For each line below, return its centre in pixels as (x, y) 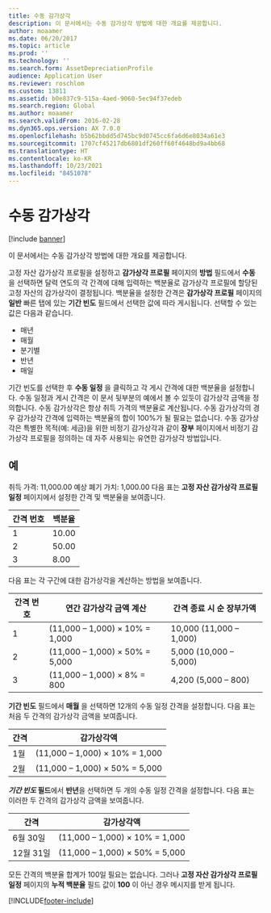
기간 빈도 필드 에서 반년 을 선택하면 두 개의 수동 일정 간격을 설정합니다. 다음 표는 (131, 790)
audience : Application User (56, 76)
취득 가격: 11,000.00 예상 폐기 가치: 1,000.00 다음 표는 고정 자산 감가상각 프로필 (133, 487)
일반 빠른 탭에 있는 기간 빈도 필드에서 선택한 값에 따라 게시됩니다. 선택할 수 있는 (133, 303)
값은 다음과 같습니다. (41, 312)
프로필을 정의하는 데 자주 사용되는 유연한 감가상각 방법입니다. (125, 438)
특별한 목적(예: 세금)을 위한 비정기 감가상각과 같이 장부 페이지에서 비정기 (136, 428)
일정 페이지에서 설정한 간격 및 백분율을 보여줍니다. (87, 496)
